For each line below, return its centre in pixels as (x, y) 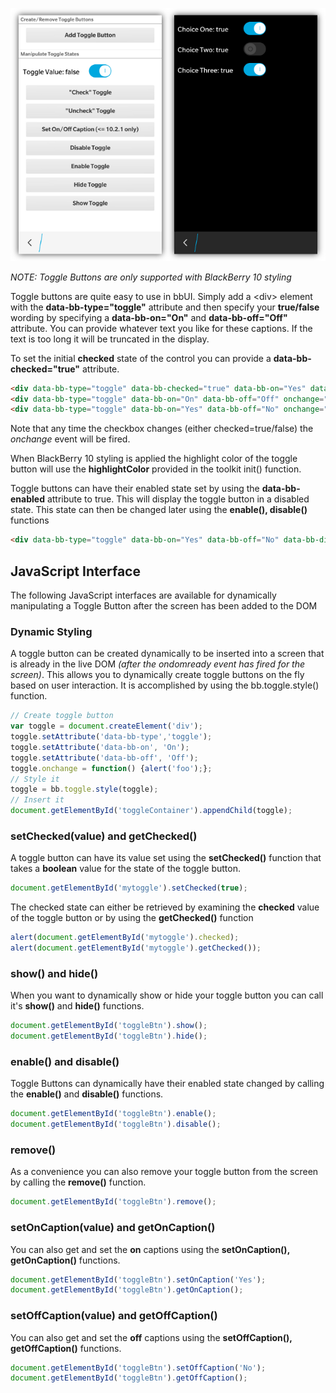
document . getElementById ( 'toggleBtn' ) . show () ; (109, 1026)
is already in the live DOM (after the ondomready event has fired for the (158, 664)
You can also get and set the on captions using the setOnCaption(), (150, 1249)
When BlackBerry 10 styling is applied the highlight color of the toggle (154, 459)
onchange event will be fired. (70, 439)
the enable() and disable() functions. (87, 1094)
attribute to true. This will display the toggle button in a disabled (178, 499)
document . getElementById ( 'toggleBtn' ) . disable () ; (116, 1124)
